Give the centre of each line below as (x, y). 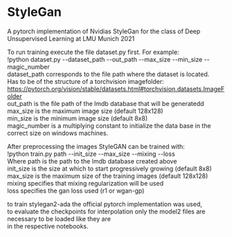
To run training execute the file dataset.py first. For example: (93, 52)
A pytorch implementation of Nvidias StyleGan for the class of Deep (104, 31)
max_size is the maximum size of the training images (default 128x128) (108, 176)
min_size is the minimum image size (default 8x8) (78, 118)
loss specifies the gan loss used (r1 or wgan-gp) (76, 191)
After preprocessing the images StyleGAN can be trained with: (96, 146)
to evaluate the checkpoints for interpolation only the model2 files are (106, 211)
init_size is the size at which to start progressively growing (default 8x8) (110, 168)
